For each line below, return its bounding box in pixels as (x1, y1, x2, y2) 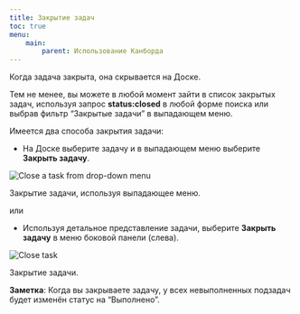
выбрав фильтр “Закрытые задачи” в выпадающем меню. (9, 108, 233, 119)
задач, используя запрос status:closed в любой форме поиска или (9, 98, 269, 109)
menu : (9, 30, 30, 39)
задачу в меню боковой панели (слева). (22, 232, 179, 244)
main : (25, 38, 47, 48)
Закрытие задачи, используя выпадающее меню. (9, 188, 202, 199)
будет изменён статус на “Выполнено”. (9, 294, 160, 305)
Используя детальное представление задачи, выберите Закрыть (22, 223, 277, 234)
